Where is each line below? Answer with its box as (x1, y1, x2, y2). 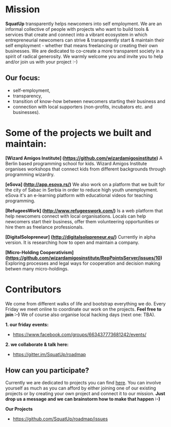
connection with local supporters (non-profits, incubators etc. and (12, 104, 153, 110)
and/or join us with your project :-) (5, 59, 78, 65)
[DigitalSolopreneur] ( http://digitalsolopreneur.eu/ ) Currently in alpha (5, 234, 156, 240)
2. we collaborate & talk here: (5, 341, 69, 347)
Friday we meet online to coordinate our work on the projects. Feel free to (5, 306, 162, 312)
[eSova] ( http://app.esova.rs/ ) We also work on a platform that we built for (5, 181, 165, 187)
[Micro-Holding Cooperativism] (5, 249, 74, 255)
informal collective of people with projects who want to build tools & (5, 26, 149, 32)
